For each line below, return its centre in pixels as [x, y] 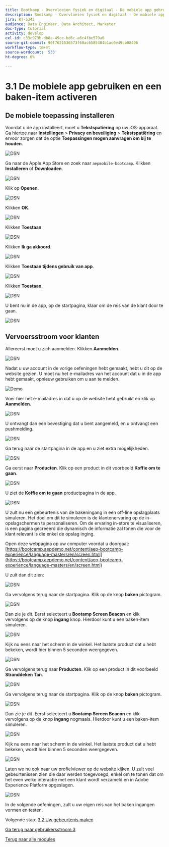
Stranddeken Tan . [24, 675]
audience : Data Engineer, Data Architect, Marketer [60, 24]
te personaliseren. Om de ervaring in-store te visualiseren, [101, 523]
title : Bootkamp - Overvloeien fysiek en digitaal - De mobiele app [78, 10]
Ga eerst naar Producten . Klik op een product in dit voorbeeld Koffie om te [83, 468]
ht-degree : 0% [20, 57]
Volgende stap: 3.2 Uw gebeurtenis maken [50, 820]
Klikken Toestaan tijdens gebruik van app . [50, 267]
